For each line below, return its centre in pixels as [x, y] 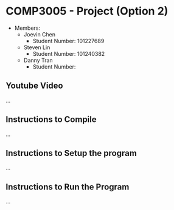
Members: [27, 28]
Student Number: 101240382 [69, 53]
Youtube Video [34, 86]
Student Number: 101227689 [68, 41]
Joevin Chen [40, 34]
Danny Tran [38, 60]
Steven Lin [37, 47]
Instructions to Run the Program [68, 187]
